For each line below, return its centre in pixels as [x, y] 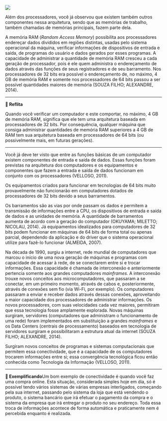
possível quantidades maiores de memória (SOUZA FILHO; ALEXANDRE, [79, 85]
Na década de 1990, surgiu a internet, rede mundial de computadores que [81, 252]
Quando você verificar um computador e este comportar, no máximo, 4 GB [82, 114]
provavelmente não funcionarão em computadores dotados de [69, 191]
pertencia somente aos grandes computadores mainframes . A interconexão [83, 273]
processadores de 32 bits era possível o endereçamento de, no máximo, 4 [81, 74]
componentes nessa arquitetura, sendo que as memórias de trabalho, [76, 22]
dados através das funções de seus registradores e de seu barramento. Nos [83, 69]
